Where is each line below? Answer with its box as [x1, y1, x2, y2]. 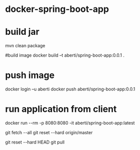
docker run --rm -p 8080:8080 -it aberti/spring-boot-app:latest [5, 120, 135, 126]
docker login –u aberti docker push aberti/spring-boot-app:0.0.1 [5, 86, 136, 92]
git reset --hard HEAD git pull [5, 139, 65, 145]
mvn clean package [5, 43, 46, 49]
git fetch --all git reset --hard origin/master [5, 130, 93, 135]
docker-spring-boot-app [5, 3, 109, 15]
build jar [5, 26, 40, 38]
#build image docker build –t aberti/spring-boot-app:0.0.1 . [5, 52, 125, 58]
